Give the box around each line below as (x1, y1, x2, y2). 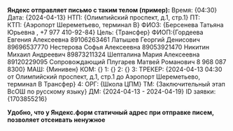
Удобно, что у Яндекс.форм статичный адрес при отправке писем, (7, 108, 215, 116)
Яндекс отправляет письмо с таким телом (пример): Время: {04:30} (7, 6, 218, 14)
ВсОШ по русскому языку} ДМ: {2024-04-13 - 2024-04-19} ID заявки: (7, 87, 216, 95)
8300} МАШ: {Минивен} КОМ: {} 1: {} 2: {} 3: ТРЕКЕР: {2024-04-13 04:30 (7, 65, 223, 73)
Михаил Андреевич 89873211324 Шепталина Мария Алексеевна (7, 50, 200, 59)
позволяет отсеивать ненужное (7, 116, 106, 124)
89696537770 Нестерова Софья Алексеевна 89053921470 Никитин (7, 43, 210, 51)
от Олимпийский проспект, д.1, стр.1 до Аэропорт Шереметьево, (7, 72, 201, 81)
